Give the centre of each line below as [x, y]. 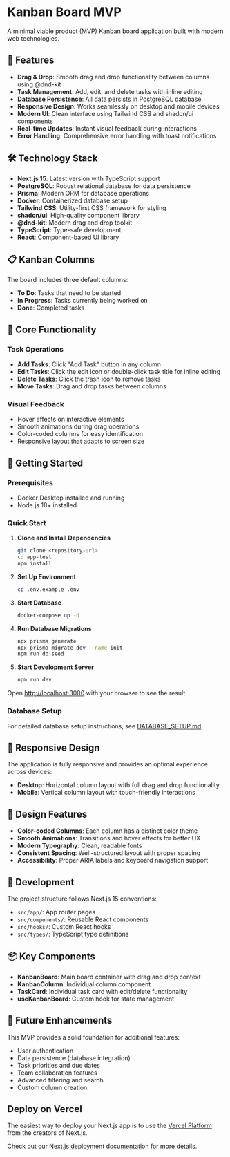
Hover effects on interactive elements [70, 420]
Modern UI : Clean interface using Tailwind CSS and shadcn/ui [105, 113]
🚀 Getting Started [45, 463]
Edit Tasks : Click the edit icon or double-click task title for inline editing [119, 372]
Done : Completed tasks [51, 308]
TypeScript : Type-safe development [69, 229]
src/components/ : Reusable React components [83, 919]
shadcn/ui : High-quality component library [78, 215]
